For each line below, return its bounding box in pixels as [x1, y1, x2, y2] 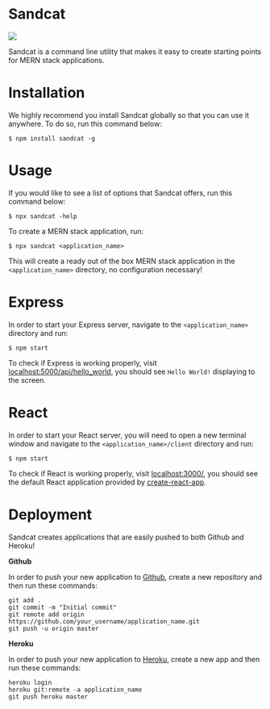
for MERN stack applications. [8, 55, 105, 65]
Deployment [8, 506, 93, 523]
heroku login [8, 678, 52, 686]
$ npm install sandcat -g [8, 134, 95, 142]
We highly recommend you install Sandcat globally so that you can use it [8, 110, 250, 120]
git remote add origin [8, 610, 85, 619]
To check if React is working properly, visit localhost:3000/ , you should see [8, 468, 259, 478]
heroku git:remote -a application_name [8, 686, 143, 694]
